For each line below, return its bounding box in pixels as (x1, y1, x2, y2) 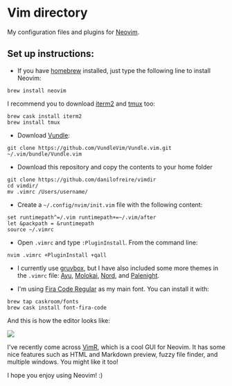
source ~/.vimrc (7, 226, 54, 233)
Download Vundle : (17, 131, 71, 140)
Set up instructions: (7, 48, 95, 60)
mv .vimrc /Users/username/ (7, 188, 89, 195)
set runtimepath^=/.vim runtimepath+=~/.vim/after (7, 214, 157, 221)
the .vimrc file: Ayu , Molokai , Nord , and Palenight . (17, 271, 160, 279)
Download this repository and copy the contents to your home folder (17, 162, 213, 171)
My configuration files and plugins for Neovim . (7, 28, 140, 36)
